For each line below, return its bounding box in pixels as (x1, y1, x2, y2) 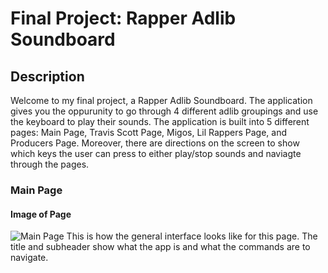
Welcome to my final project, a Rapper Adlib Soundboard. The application (10, 95, 313, 106)
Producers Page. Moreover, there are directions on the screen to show (10, 137, 300, 149)
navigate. (10, 252, 49, 264)
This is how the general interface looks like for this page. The (66, 230, 318, 242)
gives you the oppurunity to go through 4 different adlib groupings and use (10, 105, 319, 117)
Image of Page (10, 208, 72, 220)
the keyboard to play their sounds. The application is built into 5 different (10, 116, 310, 127)
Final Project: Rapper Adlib (10, 7, 237, 30)
